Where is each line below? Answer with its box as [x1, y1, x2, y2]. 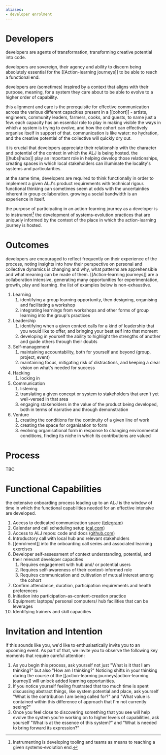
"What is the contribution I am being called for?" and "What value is [12, 693, 150, 699]
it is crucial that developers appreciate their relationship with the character [5, 145, 157, 151]
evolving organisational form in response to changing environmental [20, 428, 159, 434]
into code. [5, 55, 26, 61]
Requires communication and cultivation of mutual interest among [20, 572, 154, 578]
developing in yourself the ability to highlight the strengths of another [20, 333, 161, 340]
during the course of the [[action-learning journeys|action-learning [12, 672, 149, 678]
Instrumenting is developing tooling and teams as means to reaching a [12, 739, 156, 745]
